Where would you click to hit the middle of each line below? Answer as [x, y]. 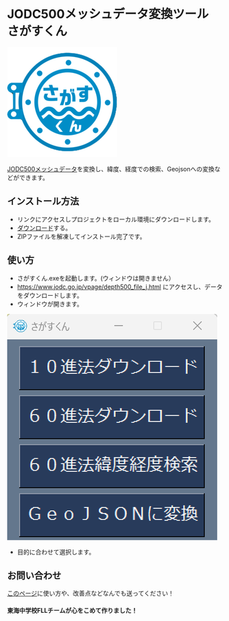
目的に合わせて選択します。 [56, 552]
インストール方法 [43, 201]
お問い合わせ [34, 575]
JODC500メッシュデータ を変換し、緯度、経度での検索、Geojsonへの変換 [111, 168]
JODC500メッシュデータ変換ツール [108, 14]
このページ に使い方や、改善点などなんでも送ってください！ [91, 593]
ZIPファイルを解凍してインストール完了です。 [81, 236]
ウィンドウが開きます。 [50, 304]
